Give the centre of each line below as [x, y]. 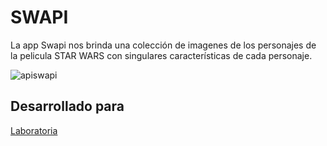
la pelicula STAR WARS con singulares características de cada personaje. [161, 55]
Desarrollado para [67, 106]
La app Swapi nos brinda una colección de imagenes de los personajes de [163, 45]
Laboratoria [34, 130]
